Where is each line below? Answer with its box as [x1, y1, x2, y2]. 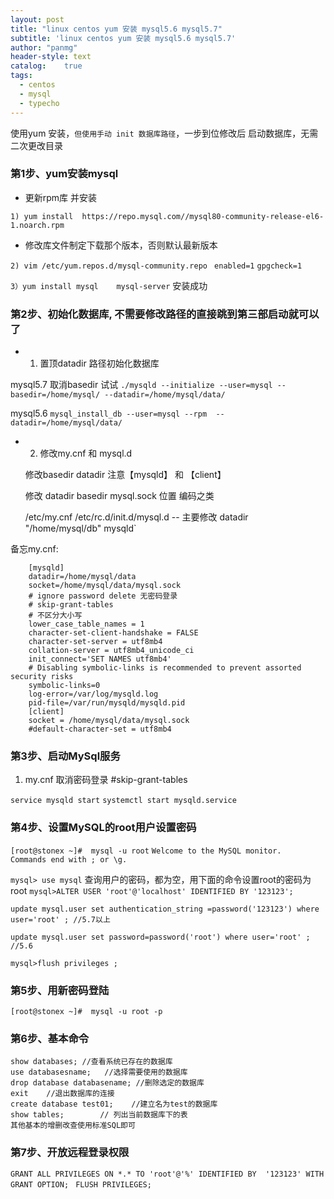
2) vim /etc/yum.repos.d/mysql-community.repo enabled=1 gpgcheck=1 [10, 261, 303, 271]
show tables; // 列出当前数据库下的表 [10, 1110, 188, 1120]
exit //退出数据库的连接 [10, 1089, 115, 1099]
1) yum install [10, 211, 74, 221]
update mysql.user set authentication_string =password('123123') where [10, 904, 320, 914]
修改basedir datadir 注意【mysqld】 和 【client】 [24, 469, 227, 481]
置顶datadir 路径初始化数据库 [39, 357, 160, 370]
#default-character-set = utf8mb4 [28, 724, 172, 735]
